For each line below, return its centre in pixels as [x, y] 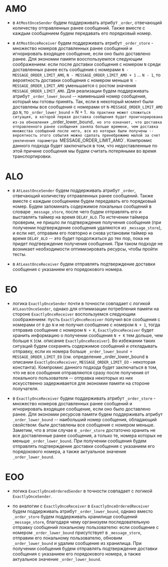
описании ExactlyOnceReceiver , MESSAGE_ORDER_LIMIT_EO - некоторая [84, 362]
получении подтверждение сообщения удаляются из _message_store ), [87, 227]
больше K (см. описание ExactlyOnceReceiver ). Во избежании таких [84, 341]
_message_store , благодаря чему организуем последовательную [81, 522]
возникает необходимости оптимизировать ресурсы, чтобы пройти [85, 249]
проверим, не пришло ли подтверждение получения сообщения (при [87, 222]
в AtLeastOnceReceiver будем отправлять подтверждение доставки [84, 264]
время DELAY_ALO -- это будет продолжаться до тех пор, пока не [81, 238]
